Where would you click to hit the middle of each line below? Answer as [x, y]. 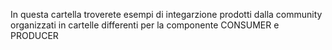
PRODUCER [34, 35]
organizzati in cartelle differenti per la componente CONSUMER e [145, 25]
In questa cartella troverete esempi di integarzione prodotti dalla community [166, 14]
